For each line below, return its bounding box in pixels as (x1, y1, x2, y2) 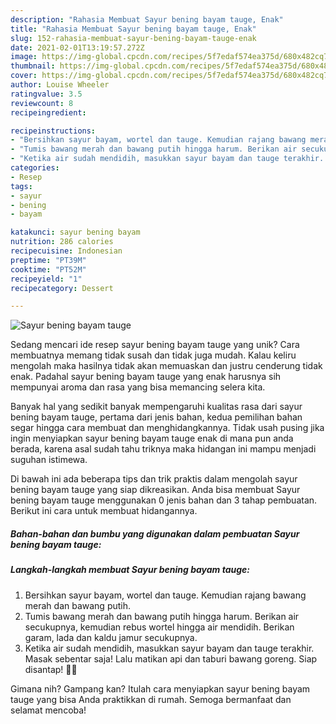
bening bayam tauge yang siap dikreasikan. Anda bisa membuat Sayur (10, 484, 301, 496)
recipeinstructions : (10, 126, 97, 136)
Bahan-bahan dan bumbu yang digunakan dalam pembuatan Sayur (10, 527, 300, 540)
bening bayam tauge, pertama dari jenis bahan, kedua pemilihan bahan (10, 411, 303, 423)
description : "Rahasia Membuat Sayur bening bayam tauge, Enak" (10, 14, 284, 25)
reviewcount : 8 (10, 98, 74, 108)
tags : (10, 181, 33, 191)
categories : (10, 163, 60, 173)
